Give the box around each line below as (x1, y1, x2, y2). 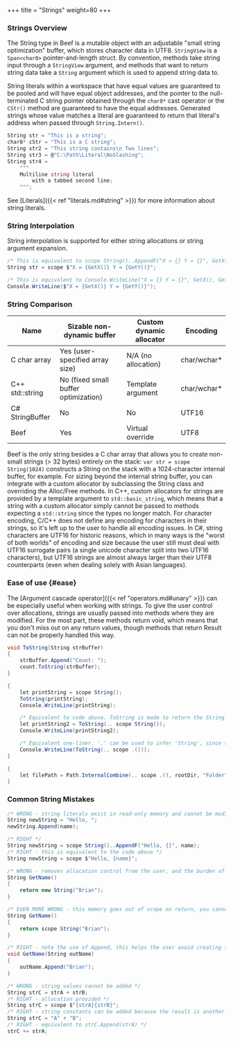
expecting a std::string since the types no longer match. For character (7, 509, 213, 518)
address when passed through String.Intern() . (7, 119, 144, 127)
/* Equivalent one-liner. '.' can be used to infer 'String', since (19, 740, 222, 747)
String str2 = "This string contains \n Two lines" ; (7, 145, 159, 152)
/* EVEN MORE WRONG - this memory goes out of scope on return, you (7, 906, 209, 913)
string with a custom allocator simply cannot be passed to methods (7, 502, 200, 510)
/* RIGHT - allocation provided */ (7, 995, 110, 1002)
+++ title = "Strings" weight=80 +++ (7, 6, 112, 14)
